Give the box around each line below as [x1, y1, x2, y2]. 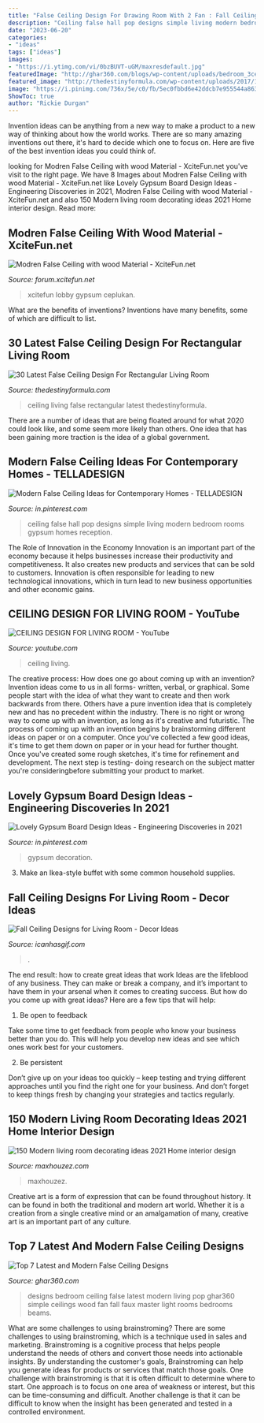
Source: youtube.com [8, 643, 79, 653]
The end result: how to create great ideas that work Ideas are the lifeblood [8, 970, 249, 979]
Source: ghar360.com [8, 1276, 79, 1285]
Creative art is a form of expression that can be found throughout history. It [8, 1191, 251, 1201]
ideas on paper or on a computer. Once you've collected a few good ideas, [8, 732, 251, 742]
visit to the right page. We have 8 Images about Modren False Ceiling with [8, 170, 247, 180]
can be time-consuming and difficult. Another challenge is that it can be [8, 1390, 241, 1399]
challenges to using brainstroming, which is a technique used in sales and [8, 1332, 247, 1341]
